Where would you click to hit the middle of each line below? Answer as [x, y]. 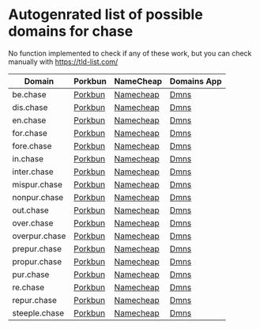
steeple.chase [38, 312]
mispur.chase [38, 184]
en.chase [29, 120]
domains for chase [71, 31]
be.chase [29, 94]
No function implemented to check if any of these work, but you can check [130, 53]
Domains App [196, 81]
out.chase [30, 210]
